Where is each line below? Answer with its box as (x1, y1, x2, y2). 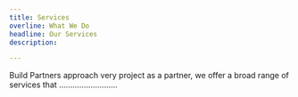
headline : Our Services (9, 29, 98, 38)
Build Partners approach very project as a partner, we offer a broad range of (9, 70, 290, 81)
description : (9, 37, 58, 47)
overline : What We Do (9, 21, 90, 30)
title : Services (9, 12, 70, 22)
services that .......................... (9, 79, 118, 90)
